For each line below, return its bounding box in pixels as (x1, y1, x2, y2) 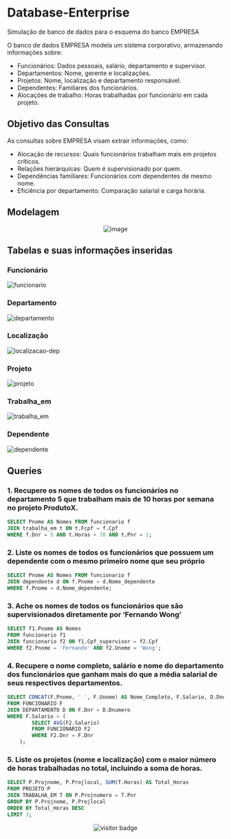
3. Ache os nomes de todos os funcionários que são (7, 601, 184, 610)
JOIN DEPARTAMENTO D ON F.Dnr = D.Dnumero (7, 706, 131, 714)
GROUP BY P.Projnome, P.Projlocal (7, 798, 107, 805)
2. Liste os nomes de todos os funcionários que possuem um (7, 548, 214, 557)
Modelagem (7, 207, 60, 218)
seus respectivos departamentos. (7, 678, 122, 687)
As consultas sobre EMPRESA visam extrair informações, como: (7, 136, 188, 145)
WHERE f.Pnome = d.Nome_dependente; (7, 585, 112, 592)
